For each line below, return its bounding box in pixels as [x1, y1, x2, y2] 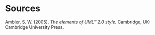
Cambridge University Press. [5, 24, 64, 30]
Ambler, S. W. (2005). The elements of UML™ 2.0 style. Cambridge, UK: [5, 19, 151, 25]
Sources [5, 3, 41, 14]
